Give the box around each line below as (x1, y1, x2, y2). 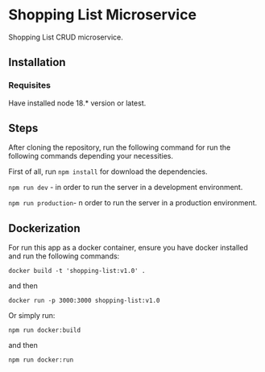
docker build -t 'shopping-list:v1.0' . (8, 267, 147, 275)
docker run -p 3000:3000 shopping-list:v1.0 (8, 296, 160, 305)
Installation (8, 56, 66, 69)
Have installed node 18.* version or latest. (8, 98, 147, 108)
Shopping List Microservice (8, 6, 197, 24)
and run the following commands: (8, 251, 120, 261)
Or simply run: (8, 311, 56, 320)
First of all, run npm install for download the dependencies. (8, 167, 208, 176)
